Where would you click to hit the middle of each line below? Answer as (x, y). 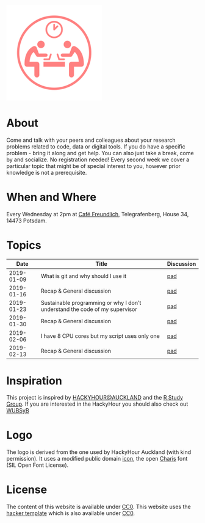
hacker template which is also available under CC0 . (71, 513)
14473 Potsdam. (27, 221)
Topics (24, 245)
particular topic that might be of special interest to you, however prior (94, 166)
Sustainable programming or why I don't (91, 303)
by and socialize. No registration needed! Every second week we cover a (98, 159)
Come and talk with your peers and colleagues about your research (91, 140)
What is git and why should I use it (84, 276)
